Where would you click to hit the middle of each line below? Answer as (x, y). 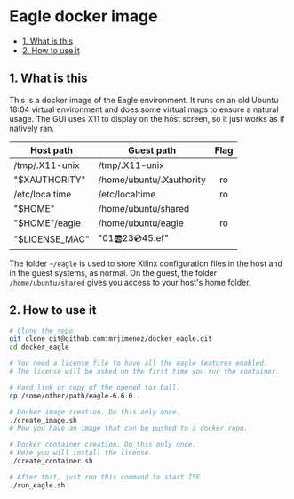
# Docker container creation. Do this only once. (103, 445)
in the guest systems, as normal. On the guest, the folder (113, 272)
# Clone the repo (41, 331)
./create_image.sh (43, 420)
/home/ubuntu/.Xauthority (152, 180)
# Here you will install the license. (81, 453)
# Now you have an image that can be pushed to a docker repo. (129, 429)
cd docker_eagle (39, 347)
